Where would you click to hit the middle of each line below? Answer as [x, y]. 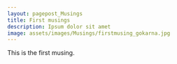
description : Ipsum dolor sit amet [59, 26]
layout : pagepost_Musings [45, 14]
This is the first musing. [41, 53]
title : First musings [39, 20]
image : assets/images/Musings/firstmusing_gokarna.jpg [89, 33]
